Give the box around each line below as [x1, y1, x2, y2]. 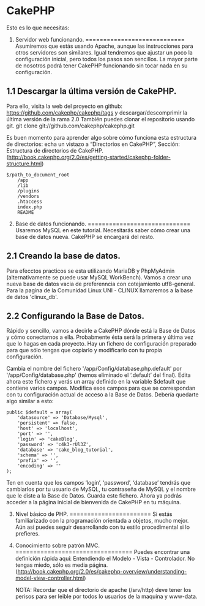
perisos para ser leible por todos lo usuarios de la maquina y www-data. [15, 593, 198, 600]
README [17, 209, 34, 215]
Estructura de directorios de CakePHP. [6, 146, 104, 154]
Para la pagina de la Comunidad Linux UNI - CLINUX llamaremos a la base [6, 286, 193, 294]
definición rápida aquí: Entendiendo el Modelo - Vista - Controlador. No [15, 555, 195, 562]
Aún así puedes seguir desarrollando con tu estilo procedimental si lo [15, 523, 190, 531]
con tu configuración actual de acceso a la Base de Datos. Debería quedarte [6, 391, 199, 398]
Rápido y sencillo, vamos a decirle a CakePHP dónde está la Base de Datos [6, 327, 196, 335]
